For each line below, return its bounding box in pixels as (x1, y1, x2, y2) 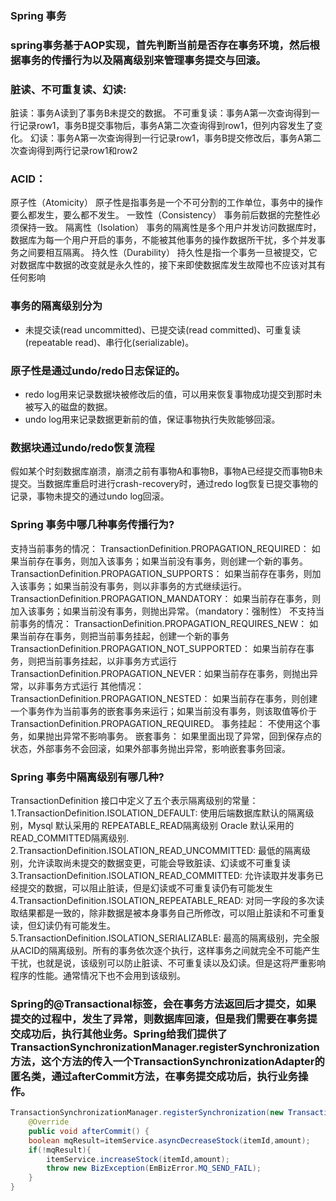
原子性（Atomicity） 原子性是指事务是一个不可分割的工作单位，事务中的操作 (10, 197, 323, 209)
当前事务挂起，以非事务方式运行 (44, 655, 177, 667)
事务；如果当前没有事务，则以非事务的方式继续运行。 (27, 580, 247, 592)
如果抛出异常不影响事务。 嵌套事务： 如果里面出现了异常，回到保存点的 (27, 730, 322, 742)
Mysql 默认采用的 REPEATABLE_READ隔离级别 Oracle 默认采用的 (27, 819, 295, 831)
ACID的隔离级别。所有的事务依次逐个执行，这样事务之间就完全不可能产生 (18, 944, 321, 956)
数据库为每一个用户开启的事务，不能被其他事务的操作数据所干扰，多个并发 (10, 234, 317, 246)
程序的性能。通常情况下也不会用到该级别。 (10, 969, 186, 981)
